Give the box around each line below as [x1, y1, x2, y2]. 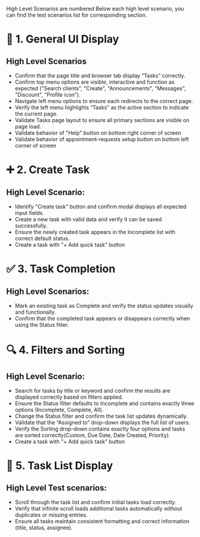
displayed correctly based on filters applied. [14, 393, 124, 401]
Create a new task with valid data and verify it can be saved [14, 216, 162, 223]
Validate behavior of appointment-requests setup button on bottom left [14, 136, 189, 142]
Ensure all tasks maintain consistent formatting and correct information [14, 518, 190, 524]
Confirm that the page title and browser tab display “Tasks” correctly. [14, 72, 186, 79]
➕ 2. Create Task [6, 163, 90, 177]
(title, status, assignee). [14, 524, 73, 531]
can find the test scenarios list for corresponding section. [6, 11, 147, 19]
